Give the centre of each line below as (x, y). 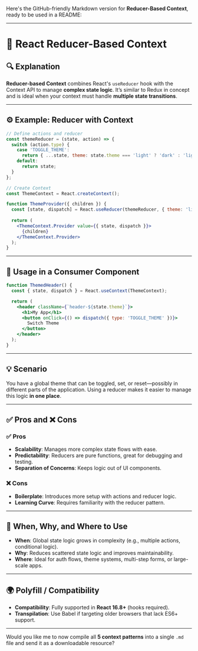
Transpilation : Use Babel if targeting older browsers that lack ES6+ (96, 614)
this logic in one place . (34, 396)
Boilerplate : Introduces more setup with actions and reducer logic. (95, 496)
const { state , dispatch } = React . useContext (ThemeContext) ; (89, 291)
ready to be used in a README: (44, 15)
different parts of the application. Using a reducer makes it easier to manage (99, 389)
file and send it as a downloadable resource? (60, 643)
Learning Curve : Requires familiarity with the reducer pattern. (90, 502)
